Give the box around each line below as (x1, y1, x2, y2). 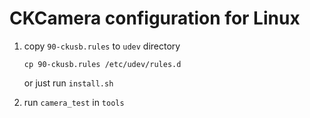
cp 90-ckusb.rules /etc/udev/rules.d (23, 59, 182, 69)
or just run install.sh (23, 77, 114, 89)
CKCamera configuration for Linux (9, 7, 301, 30)
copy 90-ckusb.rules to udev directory (23, 40, 181, 52)
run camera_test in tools (23, 96, 125, 108)
